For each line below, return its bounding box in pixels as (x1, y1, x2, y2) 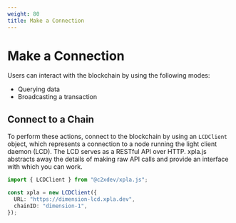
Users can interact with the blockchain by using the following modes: (7, 71, 210, 80)
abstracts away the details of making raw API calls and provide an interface (7, 155, 229, 164)
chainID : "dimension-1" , (14, 202, 88, 209)
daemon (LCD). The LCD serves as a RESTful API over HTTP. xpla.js (7, 147, 207, 156)
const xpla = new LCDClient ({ (7, 190, 98, 197)
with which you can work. (7, 162, 83, 171)
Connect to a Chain (7, 113, 95, 125)
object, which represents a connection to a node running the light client (7, 140, 217, 148)
